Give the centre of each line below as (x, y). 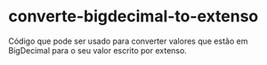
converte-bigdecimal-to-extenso (133, 16)
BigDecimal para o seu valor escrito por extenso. (98, 50)
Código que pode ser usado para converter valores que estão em (128, 41)
